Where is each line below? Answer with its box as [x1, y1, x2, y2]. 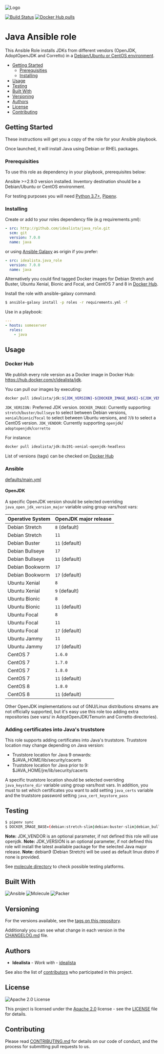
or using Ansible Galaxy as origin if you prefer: [5, 248, 99, 254]
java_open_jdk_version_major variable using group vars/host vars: [5, 503, 138, 509]
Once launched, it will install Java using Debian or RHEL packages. [5, 145, 139, 151]
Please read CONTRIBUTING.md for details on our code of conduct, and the [5, 1038, 158, 1044]
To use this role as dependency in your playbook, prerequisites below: [5, 169, 146, 175]
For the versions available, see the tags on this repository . [5, 918, 121, 924]
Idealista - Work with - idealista [12, 960, 76, 966]
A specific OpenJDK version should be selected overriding [5, 499, 123, 504]
